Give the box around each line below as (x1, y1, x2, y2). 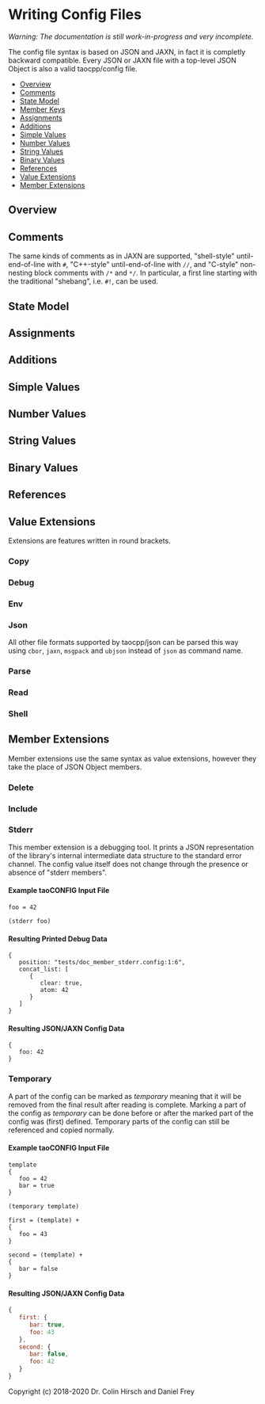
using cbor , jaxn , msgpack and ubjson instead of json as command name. (8, 646, 244, 655)
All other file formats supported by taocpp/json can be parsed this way (8, 638, 239, 647)
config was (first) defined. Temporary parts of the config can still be (8, 1116, 230, 1126)
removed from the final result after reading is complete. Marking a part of (8, 1100, 247, 1109)
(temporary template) (8, 1202, 80, 1210)
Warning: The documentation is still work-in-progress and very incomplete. (8, 32, 254, 41)
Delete (8, 782, 34, 793)
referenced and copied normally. (8, 1125, 115, 1135)
